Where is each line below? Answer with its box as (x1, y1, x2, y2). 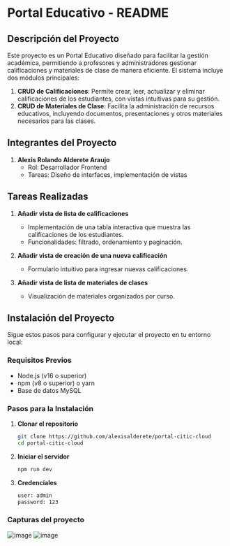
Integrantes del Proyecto (7, 137, 117, 149)
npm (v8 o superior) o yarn (17, 379, 95, 387)
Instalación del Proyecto (7, 312, 115, 324)
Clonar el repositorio (17, 419, 79, 428)
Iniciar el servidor (17, 452, 70, 461)
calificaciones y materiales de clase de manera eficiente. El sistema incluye (7, 66, 224, 74)
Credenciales (17, 478, 57, 487)
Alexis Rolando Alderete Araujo (17, 155, 110, 164)
